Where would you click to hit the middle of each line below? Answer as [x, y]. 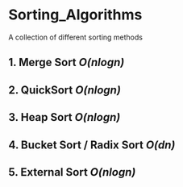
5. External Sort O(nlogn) [72, 172]
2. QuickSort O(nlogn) [64, 90]
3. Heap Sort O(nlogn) [64, 117]
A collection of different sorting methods [76, 37]
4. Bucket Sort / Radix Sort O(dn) [92, 145]
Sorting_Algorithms [75, 15]
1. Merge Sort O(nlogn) [67, 62]
